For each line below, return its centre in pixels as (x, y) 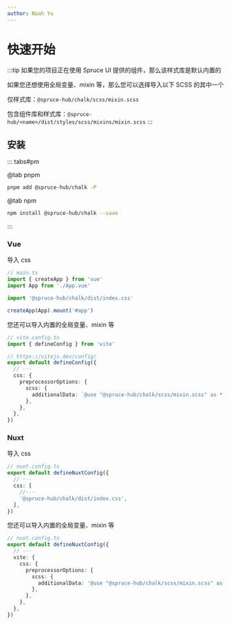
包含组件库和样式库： (37, 113)
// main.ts (23, 273)
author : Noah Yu (30, 13)
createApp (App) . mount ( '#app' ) (51, 310)
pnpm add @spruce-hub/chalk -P (52, 187)
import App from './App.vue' (49, 286)
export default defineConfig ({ (52, 363)
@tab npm (22, 201)
